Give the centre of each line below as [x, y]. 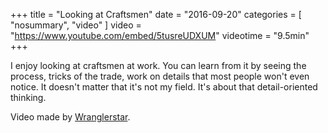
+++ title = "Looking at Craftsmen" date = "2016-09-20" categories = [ [156, 14]
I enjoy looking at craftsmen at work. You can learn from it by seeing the [158, 65]
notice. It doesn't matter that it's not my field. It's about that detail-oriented [164, 87]
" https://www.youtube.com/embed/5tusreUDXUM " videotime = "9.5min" [160, 35]
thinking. [28, 97]
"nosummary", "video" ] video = [76, 25]
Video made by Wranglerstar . [70, 117]
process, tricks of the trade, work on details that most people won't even [160, 76]
